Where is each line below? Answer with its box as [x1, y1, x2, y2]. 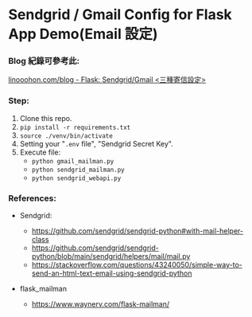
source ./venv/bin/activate [19, 131, 113, 140]
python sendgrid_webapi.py [31, 174, 122, 182]
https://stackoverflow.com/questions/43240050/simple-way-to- [31, 260, 242, 270]
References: [8, 193, 57, 204]
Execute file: [19, 147, 61, 157]
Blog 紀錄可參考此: [8, 56, 80, 67]
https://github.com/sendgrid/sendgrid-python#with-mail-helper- [31, 226, 244, 236]
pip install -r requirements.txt [19, 123, 131, 131]
